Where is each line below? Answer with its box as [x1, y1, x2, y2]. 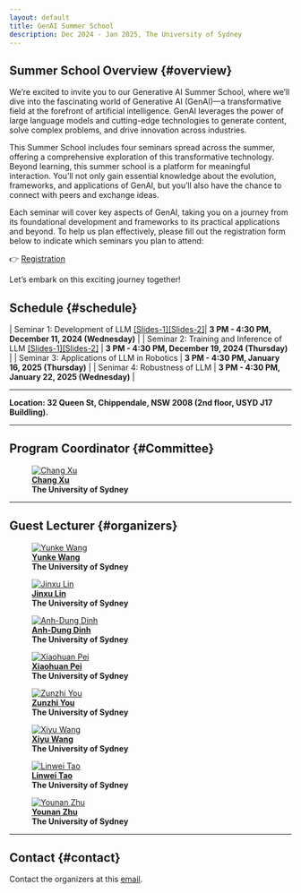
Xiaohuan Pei [31, 660, 82, 672]
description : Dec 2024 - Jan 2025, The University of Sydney [9, 30, 243, 39]
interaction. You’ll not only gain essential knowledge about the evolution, [9, 171, 277, 182]
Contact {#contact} [9, 850, 121, 865]
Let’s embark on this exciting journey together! [9, 274, 181, 285]
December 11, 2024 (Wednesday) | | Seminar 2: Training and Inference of [9, 333, 282, 344]
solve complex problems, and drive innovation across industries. [9, 125, 247, 135]
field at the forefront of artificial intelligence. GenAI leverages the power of [9, 106, 284, 116]
